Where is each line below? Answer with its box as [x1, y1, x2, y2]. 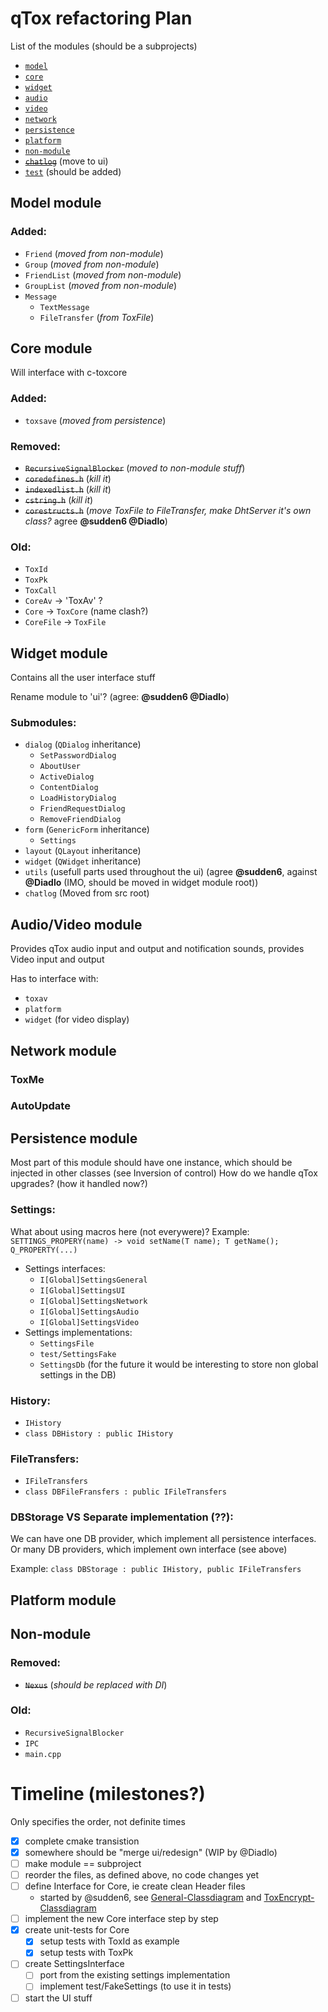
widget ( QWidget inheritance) [24, 855, 142, 867]
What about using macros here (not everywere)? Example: [10, 1225, 250, 1237]
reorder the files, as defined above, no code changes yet [24, 1868, 260, 1881]
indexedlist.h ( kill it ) [24, 483, 112, 496]
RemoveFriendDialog [39, 815, 122, 825]
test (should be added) [24, 165, 122, 177]
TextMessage [39, 302, 90, 312]
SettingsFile [39, 1338, 95, 1349]
